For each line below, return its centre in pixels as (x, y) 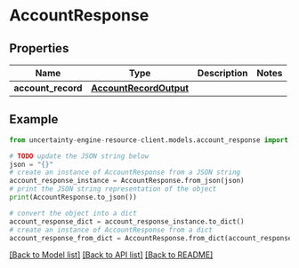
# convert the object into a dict (73, 213)
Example (34, 119)
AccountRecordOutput (140, 88)
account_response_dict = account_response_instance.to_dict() (127, 221)
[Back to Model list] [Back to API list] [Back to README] (111, 255)
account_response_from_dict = (65, 238)
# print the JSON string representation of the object (113, 189)
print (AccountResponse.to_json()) (73, 197)
